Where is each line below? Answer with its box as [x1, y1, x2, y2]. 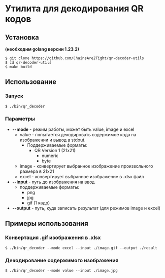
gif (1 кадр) [27, 199, 50, 205]
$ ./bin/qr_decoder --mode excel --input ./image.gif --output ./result [5, 245, 158, 250]
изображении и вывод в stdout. [19, 137, 86, 143]
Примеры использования [5, 219, 89, 228]
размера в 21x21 [19, 168, 54, 174]
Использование [5, 78, 57, 86]
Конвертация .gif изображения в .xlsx [5, 234, 101, 241]
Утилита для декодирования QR [5, 3, 144, 14]
